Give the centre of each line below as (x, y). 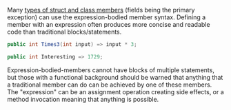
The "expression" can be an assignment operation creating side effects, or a (115, 91)
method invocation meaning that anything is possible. (83, 99)
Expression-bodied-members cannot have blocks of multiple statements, (111, 70)
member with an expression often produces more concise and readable (109, 24)
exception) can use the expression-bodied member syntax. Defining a (107, 17)
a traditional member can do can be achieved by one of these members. (110, 85)
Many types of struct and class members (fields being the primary (101, 10)
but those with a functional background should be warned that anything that (115, 77)
